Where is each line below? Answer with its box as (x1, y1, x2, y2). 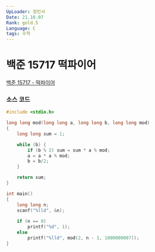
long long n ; (17, 201, 49, 208)
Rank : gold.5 (6, 20, 39, 26)
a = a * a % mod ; (27, 153, 70, 159)
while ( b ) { (17, 141, 46, 147)
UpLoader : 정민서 (6, 8, 46, 15)
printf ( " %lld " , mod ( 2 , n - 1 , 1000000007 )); (27, 235, 140, 241)
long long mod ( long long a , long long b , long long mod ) (6, 120, 150, 126)
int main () (6, 191, 33, 197)
